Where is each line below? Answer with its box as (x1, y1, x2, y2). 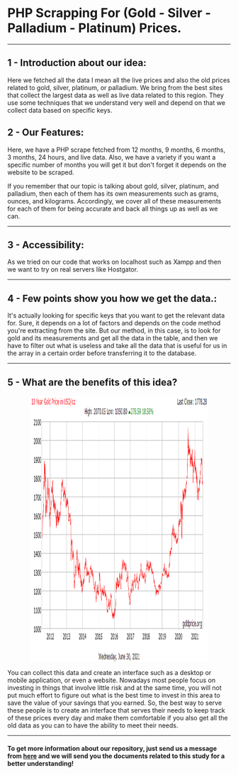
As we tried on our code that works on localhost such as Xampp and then (7, 257, 222, 267)
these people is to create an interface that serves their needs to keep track (7, 706, 225, 714)
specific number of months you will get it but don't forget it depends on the (7, 160, 227, 169)
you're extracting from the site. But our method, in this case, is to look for (7, 326, 221, 335)
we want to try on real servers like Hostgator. (7, 265, 139, 274)
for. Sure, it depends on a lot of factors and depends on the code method (7, 319, 221, 328)
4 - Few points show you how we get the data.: (7, 292, 217, 304)
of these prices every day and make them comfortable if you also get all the (7, 714, 228, 722)
